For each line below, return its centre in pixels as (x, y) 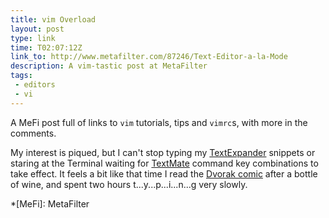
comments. (33, 133)
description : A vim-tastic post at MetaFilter (109, 66)
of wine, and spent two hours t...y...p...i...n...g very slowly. (129, 184)
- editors (35, 85)
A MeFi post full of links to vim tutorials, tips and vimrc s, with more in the (159, 122)
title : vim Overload (53, 19)
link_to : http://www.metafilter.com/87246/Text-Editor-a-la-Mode (149, 57)
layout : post (37, 29)
